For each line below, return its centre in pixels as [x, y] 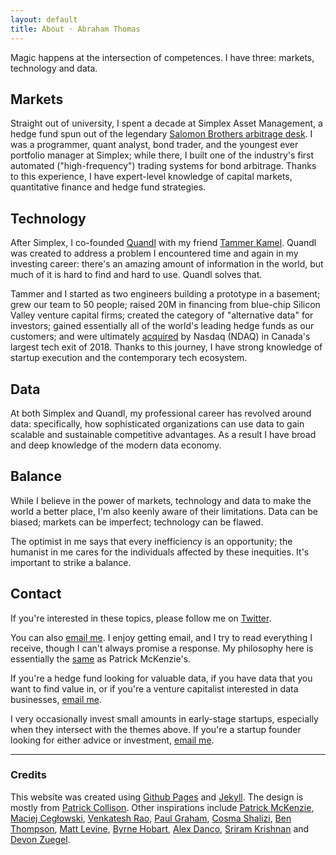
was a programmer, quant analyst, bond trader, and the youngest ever [154, 145]
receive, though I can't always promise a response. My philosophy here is [162, 648]
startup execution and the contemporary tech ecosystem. [129, 358]
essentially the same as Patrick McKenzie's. [101, 658]
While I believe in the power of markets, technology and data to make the [161, 500]
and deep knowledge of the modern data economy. [116, 445]
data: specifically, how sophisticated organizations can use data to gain [157, 423]
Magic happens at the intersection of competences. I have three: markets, [162, 57]
